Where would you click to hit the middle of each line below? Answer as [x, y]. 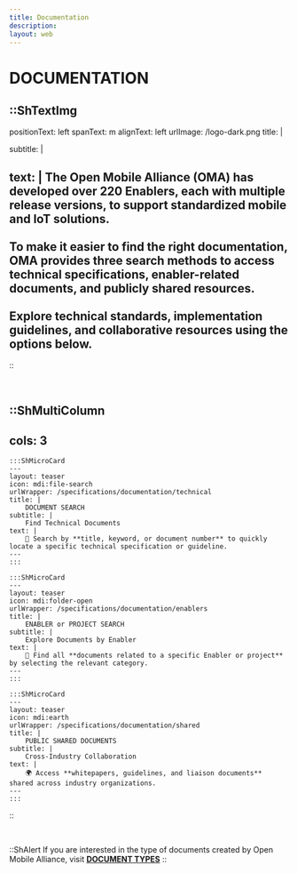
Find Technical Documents [73, 524]
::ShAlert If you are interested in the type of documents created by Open [141, 850]
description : [33, 26]
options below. [51, 344]
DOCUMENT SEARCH [55, 508]
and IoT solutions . [60, 219]
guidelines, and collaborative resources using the [148, 330]
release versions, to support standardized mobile [148, 205]
